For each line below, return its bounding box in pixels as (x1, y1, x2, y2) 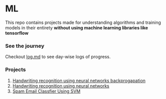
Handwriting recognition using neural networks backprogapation (12, 78, 146, 84)
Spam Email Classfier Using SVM (12, 88, 81, 94)
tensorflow (5, 30, 29, 36)
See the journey (5, 42, 44, 49)
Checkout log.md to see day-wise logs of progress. (5, 54, 111, 60)
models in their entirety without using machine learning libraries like (5, 24, 148, 30)
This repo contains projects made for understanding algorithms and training (5, 19, 161, 25)
